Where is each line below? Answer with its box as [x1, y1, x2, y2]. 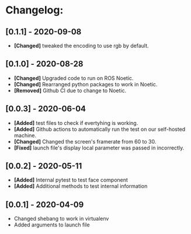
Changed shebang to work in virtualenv [13, 215, 109, 222]
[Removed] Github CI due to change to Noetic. [13, 87, 127, 94]
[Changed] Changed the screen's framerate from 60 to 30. [13, 138, 157, 145]
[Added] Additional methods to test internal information [13, 183, 148, 190]
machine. [13, 132, 37, 139]
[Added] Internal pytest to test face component [13, 176, 128, 184]
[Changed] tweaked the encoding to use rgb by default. [13, 42, 150, 49]
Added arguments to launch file [13, 221, 90, 228]
